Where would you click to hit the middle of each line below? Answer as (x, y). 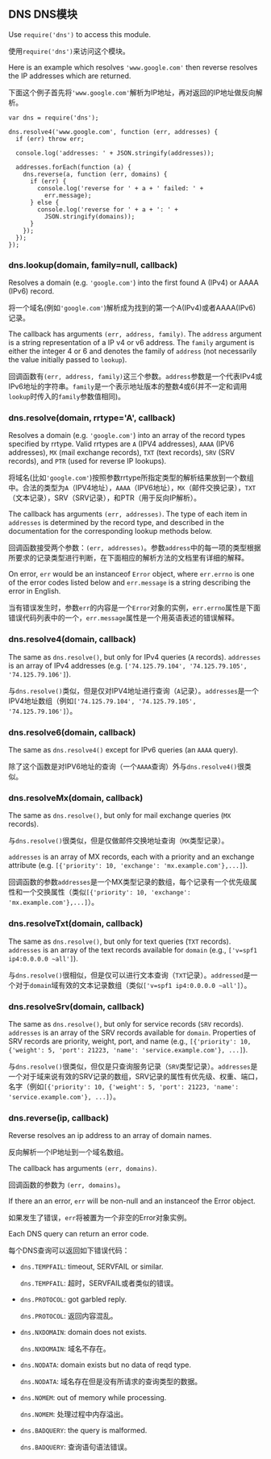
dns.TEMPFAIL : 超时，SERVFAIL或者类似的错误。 (99, 1283)
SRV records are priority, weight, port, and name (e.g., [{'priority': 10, (130, 1041)
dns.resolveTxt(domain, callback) (76, 923)
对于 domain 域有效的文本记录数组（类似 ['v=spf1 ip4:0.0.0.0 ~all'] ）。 (133, 985)
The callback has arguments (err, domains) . (83, 1169)
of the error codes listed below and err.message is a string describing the (130, 582)
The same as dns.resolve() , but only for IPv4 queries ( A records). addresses (135, 657)
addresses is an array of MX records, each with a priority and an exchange (131, 857)
